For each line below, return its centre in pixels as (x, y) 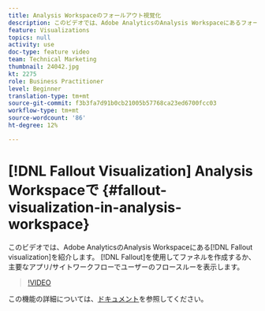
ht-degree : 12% (33, 125)
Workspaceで (54, 190)
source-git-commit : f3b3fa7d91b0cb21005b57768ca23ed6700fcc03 (112, 103)
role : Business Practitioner (56, 81)
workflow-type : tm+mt (44, 111)
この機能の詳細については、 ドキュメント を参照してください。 (108, 298)
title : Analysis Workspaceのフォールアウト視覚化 (85, 15)
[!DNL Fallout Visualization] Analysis (131, 171)
